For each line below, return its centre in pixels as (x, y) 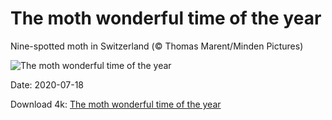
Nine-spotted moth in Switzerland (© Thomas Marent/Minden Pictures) (157, 46)
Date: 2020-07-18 (47, 84)
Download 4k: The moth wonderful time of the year (116, 104)
